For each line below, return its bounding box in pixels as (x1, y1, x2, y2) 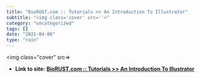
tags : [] (6, 25, 28, 32)
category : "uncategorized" (6, 20, 74, 26)
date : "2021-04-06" (6, 31, 56, 37)
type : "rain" (6, 37, 39, 43)
